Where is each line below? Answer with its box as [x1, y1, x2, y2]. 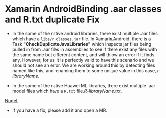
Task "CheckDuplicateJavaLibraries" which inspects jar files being [12, 41, 151, 47]
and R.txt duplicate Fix [5, 14, 100, 25]
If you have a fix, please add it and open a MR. [12, 107, 108, 113]
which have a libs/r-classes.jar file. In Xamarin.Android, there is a [12, 36, 151, 42]
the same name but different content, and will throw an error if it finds [12, 51, 155, 58]
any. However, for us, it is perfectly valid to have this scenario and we [12, 57, 155, 63]
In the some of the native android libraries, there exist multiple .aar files [12, 30, 158, 36]
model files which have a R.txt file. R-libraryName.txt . [12, 88, 122, 94]
